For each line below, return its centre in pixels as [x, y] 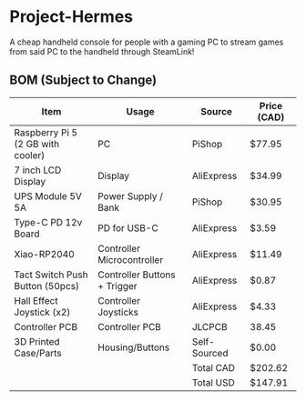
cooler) [30, 155]
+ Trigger [117, 286]
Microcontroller [130, 259]
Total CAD [213, 367]
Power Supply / [130, 195]
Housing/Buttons [133, 347]
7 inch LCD [38, 170]
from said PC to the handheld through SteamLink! [102, 51]
